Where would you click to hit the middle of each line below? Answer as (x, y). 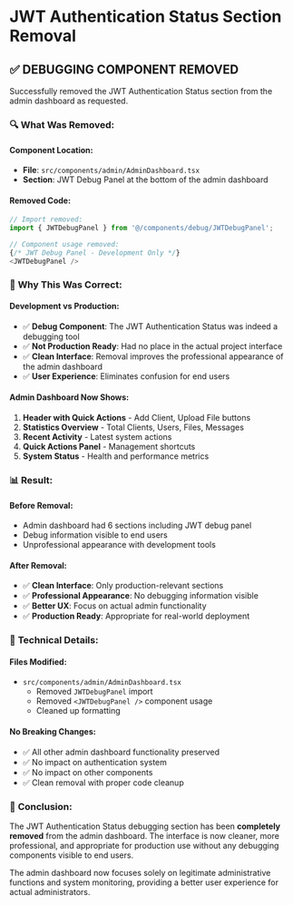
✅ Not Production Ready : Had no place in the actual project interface (152, 345)
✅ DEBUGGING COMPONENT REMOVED (124, 69)
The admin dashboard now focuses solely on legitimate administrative (140, 872)
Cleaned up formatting (78, 711)
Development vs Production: (64, 307)
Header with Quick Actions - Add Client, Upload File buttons (137, 418)
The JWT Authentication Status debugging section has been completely (145, 826)
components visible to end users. (72, 855)
